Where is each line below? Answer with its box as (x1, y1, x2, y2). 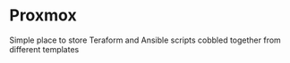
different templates (9, 43, 80, 54)
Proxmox (9, 5, 78, 26)
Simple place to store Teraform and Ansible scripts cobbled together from (9, 35, 282, 45)
